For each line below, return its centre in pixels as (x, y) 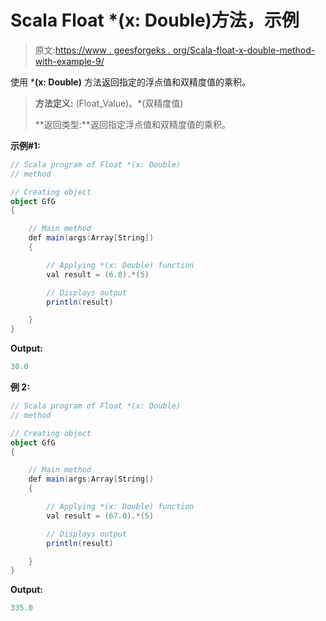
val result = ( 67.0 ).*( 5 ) (100, 516)
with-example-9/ (69, 61)
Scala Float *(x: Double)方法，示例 (155, 20)
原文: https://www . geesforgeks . (102, 50)
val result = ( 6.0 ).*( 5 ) (98, 274)
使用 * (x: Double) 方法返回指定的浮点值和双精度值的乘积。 (130, 82)
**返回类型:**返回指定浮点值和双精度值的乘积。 (132, 124)
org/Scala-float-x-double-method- (244, 50)
